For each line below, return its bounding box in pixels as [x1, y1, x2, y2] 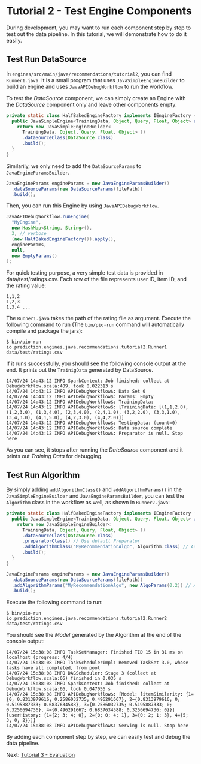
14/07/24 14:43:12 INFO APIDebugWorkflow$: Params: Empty [6, 394, 154, 400]
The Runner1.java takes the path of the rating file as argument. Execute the [6, 315, 191, 322]
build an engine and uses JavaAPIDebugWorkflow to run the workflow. [6, 83, 174, 90]
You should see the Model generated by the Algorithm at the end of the [6, 631, 182, 639]
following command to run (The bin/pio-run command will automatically [6, 321, 184, 328]
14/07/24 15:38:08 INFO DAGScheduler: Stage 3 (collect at [6, 670, 157, 676]
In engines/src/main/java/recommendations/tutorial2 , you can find [6, 70, 172, 77]
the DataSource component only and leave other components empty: [6, 101, 178, 108]
